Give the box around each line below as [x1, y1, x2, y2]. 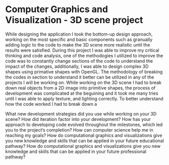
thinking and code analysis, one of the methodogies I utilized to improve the [5, 52, 163, 59]
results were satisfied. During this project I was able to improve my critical [5, 47, 159, 53]
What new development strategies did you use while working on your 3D [5, 110, 157, 117]
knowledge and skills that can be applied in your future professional [5, 148, 147, 154]
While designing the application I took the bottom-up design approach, [5, 31, 153, 37]
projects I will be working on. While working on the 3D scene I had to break [5, 79, 162, 86]
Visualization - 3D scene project [5, 14, 143, 26]
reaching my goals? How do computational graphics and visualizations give [5, 132, 162, 138]
